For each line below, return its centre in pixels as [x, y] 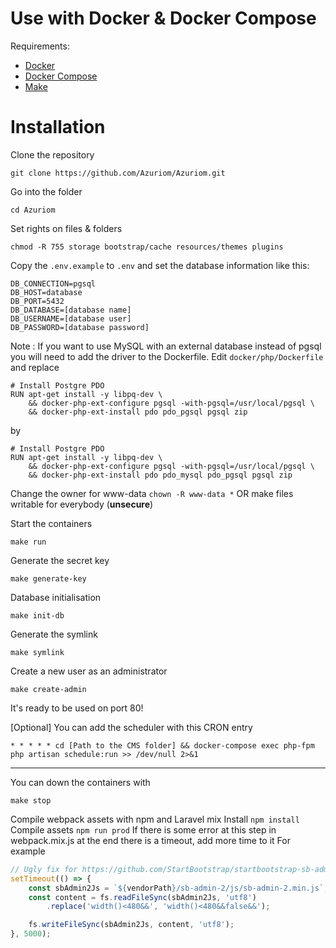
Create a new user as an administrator [89, 671]
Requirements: [40, 46]
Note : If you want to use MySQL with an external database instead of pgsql [166, 346]
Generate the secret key [60, 560]
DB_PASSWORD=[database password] [80, 327]
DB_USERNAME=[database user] [71, 318]
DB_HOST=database [46, 292]
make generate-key [48, 578]
